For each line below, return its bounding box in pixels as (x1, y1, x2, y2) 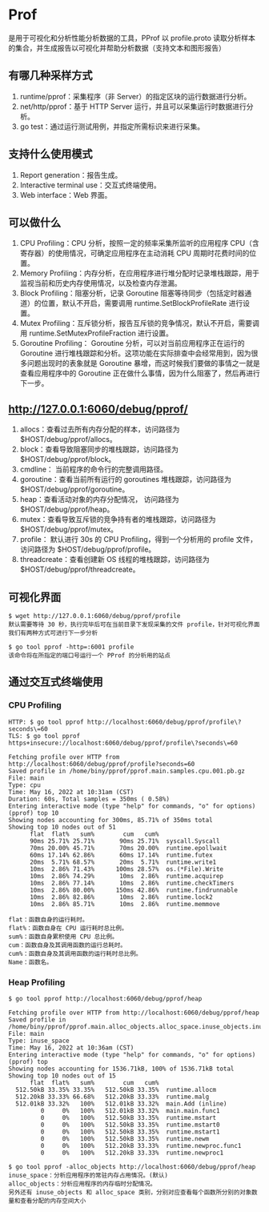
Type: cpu (8, 781, 42, 789)
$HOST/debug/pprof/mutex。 (19, 524, 118, 534)
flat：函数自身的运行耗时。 (8, 915, 89, 924)
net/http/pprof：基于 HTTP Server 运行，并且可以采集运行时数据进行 (19, 102, 247, 111)
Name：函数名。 (8, 958, 54, 966)
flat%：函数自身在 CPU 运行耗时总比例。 (8, 924, 128, 932)
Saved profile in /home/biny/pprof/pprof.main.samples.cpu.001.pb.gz (8, 767, 246, 775)
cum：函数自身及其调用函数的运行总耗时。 (8, 941, 126, 949)
